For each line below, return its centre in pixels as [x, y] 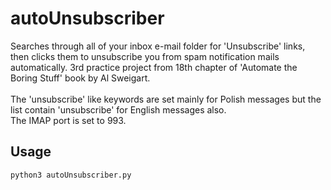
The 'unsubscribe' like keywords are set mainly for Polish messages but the [166, 99]
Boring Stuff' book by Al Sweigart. [80, 78]
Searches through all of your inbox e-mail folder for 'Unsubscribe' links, [158, 46]
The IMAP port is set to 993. [68, 120]
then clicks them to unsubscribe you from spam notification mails [145, 56]
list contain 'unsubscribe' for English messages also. [118, 109]
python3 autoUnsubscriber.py [71, 175]
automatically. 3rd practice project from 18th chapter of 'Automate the [154, 67]
